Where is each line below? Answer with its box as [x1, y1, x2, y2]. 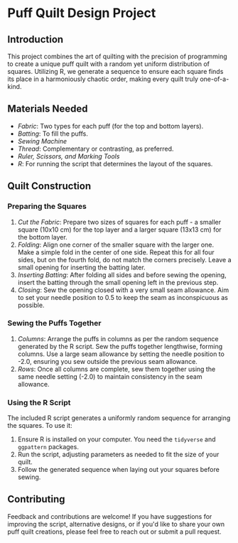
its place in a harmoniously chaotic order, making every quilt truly [7, 75, 199, 83]
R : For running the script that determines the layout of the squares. [17, 159, 213, 168]
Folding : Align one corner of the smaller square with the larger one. [17, 240, 215, 249]
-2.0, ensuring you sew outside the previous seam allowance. [17, 357, 198, 365]
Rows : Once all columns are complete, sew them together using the [17, 365, 216, 373]
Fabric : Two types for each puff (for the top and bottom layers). [17, 122, 204, 130]
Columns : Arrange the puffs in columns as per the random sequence [17, 334, 219, 343]
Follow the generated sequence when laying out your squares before [17, 466, 220, 474]
